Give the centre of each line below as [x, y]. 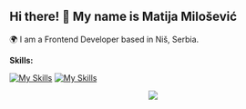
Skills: [21, 60]
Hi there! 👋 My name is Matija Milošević [123, 17]
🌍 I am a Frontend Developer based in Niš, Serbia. [104, 39]
